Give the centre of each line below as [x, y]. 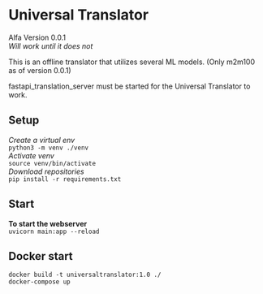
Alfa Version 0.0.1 [37, 37]
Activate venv [31, 155]
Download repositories [46, 171]
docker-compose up [39, 282]
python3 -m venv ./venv [49, 148]
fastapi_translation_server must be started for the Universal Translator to [129, 86]
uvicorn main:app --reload [54, 231]
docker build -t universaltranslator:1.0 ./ [85, 275]
